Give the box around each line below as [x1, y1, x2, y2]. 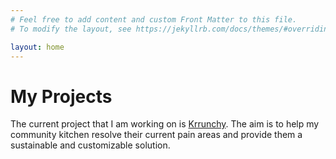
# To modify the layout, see [10, 24, 132, 34]
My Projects [10, 85, 113, 108]
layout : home [10, 42, 65, 52]
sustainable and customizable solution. [10, 139, 171, 151]
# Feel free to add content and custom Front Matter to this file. [10, 14, 298, 25]
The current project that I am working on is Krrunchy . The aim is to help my [10, 118, 320, 130]
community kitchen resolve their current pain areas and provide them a [10, 129, 303, 141]
